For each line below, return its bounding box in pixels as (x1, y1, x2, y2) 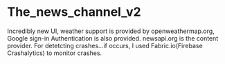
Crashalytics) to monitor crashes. (7, 49, 102, 57)
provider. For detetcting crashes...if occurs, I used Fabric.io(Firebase (7, 41, 203, 50)
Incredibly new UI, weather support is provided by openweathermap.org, (7, 27, 215, 35)
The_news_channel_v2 (7, 4, 141, 20)
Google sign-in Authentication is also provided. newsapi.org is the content (7, 34, 219, 42)
